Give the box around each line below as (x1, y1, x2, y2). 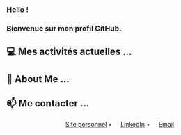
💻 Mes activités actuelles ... (6, 46, 132, 58)
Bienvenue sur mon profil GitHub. (6, 23, 122, 33)
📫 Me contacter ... (6, 97, 90, 109)
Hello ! (6, 5, 29, 15)
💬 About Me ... (6, 73, 70, 85)
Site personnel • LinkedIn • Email (65, 120, 175, 129)
